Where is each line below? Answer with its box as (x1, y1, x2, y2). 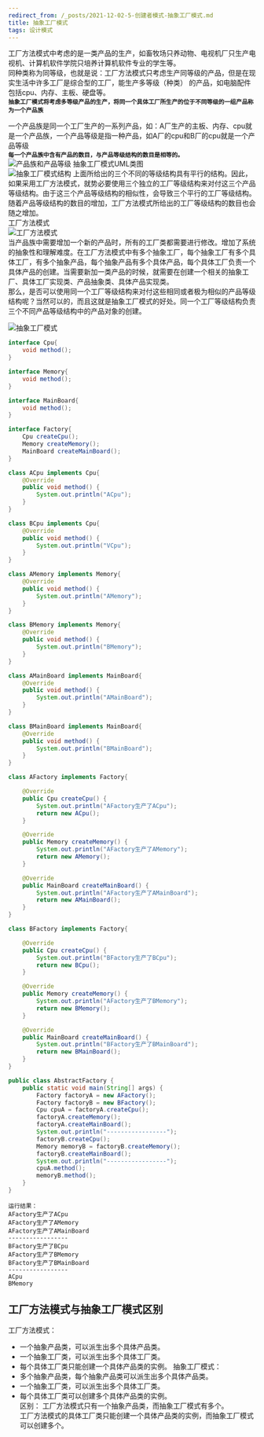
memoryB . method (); (36, 1172, 97, 1180)
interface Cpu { (8, 339, 58, 347)
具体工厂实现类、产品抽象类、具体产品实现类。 (21, 277, 174, 287)
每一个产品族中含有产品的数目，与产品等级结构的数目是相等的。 (8, 151, 184, 160)
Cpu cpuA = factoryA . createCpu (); (36, 1106, 149, 1114)
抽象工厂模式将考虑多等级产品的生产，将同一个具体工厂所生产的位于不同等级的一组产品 (8, 98, 248, 106)
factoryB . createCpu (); (36, 1135, 111, 1143)
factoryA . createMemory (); (36, 1113, 122, 1121)
